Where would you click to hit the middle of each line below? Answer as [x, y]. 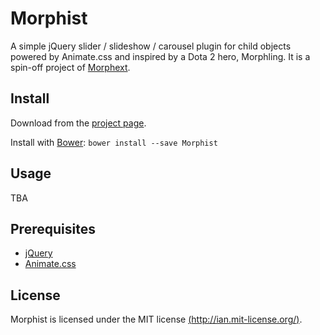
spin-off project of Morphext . [70, 67]
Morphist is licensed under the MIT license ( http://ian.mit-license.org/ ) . [156, 319]
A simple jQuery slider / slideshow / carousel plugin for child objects [151, 46]
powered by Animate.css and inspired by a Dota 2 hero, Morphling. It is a [160, 56]
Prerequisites [53, 228]
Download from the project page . [78, 123]
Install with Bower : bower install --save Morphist [114, 142]
